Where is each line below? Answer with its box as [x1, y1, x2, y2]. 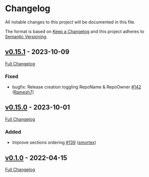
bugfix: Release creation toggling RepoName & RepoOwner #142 [12, 84, 142, 90]
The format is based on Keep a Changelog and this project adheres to [5, 28, 145, 34]
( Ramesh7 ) [12, 89, 34, 95]
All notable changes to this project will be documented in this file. [5, 19, 136, 25]
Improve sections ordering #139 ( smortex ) [12, 139, 97, 145]
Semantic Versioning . [5, 34, 48, 39]
